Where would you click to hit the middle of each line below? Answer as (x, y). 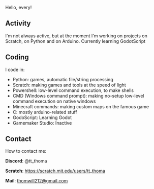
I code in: (15, 69)
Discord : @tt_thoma (26, 161)
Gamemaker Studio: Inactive (42, 123)
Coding (17, 57)
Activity (18, 23)
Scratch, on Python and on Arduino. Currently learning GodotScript (75, 41)
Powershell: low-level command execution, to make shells (73, 90)
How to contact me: (26, 151)
